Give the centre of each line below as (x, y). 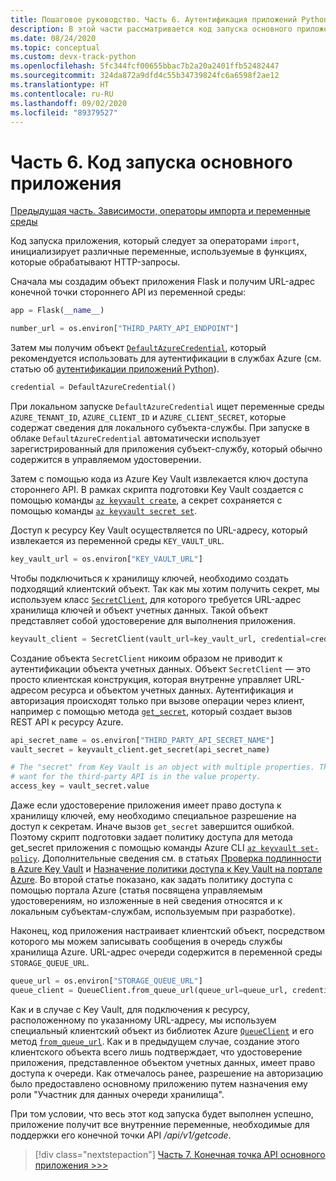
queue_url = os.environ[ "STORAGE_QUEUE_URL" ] (106, 981)
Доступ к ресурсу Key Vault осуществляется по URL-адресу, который (159, 530)
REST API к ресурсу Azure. (67, 722)
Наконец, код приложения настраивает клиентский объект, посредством (168, 931)
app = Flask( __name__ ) (57, 311)
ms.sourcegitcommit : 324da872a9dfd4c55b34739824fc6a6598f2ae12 (145, 76)
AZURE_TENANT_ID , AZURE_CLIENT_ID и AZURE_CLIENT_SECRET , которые (148, 417)
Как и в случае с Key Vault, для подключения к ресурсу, (130, 1009)
